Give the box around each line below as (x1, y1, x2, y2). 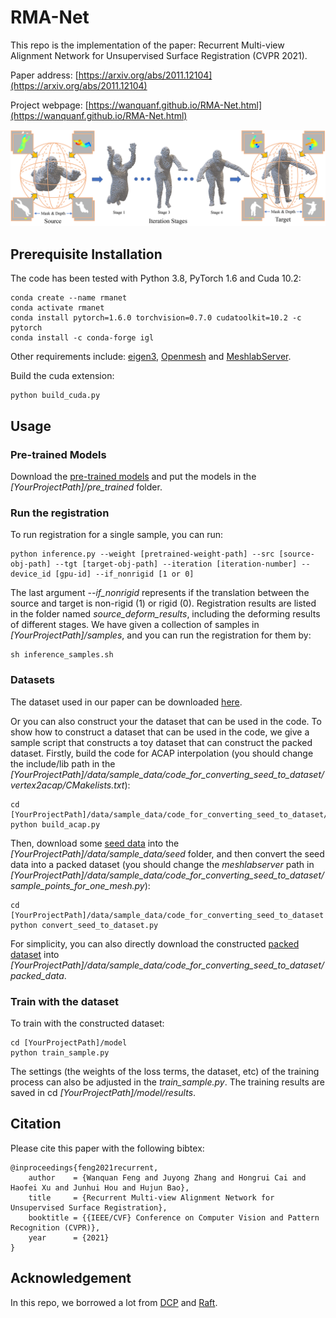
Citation (10, 1116, 62, 1133)
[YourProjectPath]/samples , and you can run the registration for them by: (10, 629, 312, 641)
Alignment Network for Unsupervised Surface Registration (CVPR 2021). (10, 49, 308, 61)
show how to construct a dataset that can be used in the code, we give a (10, 726, 310, 738)
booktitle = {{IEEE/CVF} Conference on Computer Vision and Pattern (28, 1212, 320, 1223)
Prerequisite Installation (10, 246, 163, 263)
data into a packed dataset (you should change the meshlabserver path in (10, 858, 315, 870)
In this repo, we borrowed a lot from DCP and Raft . (10, 1296, 218, 1308)
